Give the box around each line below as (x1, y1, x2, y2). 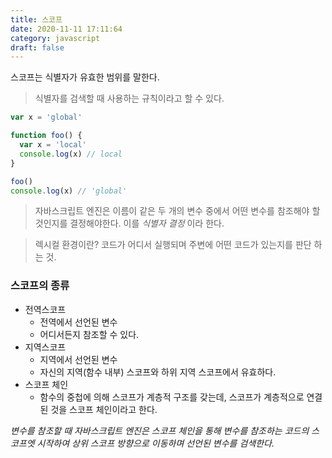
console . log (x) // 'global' (10, 186, 128, 196)
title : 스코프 (10, 14, 63, 25)
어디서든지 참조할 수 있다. (39, 328, 140, 340)
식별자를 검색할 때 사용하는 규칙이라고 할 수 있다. (34, 92, 225, 105)
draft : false (10, 42, 65, 53)
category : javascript (10, 33, 101, 43)
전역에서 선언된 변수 (39, 316, 118, 328)
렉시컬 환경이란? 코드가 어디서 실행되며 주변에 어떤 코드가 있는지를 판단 (34, 239, 312, 251)
